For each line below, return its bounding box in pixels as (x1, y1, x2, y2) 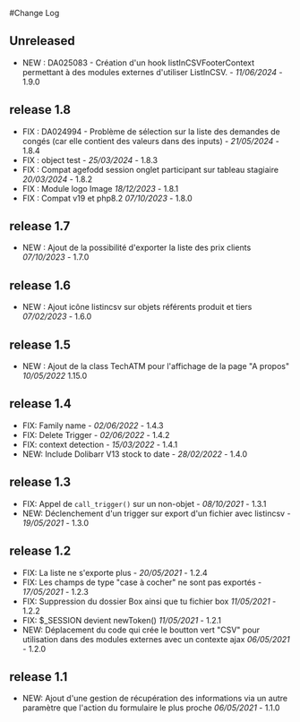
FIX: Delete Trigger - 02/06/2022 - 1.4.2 (21, 429, 170, 440)
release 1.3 (9, 475, 72, 490)
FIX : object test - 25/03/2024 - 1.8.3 (21, 154, 159, 165)
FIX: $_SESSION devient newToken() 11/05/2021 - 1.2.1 (21, 615, 222, 625)
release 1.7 (9, 219, 71, 234)
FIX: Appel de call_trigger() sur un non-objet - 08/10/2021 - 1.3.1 (21, 498, 267, 509)
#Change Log (9, 8, 60, 18)
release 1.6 (9, 278, 72, 293)
